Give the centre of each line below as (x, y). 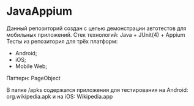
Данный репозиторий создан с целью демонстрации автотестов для (96, 28)
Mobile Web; (31, 66)
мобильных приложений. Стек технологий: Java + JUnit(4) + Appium (96, 34)
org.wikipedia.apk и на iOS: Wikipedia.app (60, 96)
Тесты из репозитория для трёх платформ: (62, 41)
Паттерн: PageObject (34, 78)
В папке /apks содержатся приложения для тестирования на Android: (97, 89)
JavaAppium (39, 11)
